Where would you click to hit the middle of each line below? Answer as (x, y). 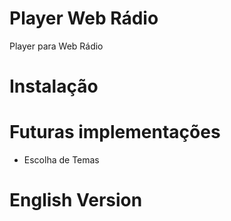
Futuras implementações (115, 132)
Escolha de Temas (61, 160)
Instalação (54, 86)
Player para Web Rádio (56, 46)
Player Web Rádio (84, 18)
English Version (76, 200)
